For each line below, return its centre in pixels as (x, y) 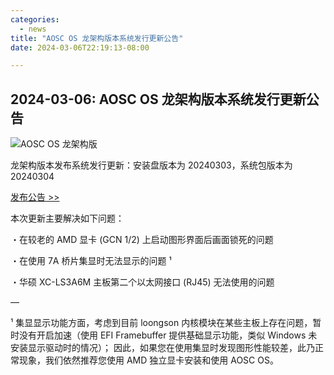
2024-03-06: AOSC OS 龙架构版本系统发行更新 (158, 99)
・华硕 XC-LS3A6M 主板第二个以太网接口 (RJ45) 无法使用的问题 (142, 282)
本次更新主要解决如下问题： (67, 218)
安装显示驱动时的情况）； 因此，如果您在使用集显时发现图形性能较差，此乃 (162, 348)
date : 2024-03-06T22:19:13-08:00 (80, 47)
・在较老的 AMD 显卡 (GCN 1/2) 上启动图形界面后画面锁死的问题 (142, 240)
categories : (35, 19)
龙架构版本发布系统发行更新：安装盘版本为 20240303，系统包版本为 (151, 165)
